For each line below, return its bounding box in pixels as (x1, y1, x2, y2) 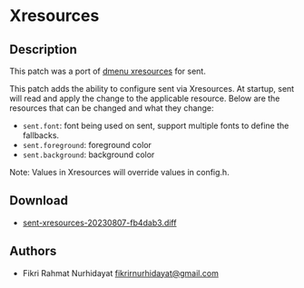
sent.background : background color (22, 149, 155, 160)
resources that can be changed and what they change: (9, 103, 215, 114)
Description (9, 42, 77, 57)
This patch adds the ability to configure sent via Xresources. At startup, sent (9, 84, 295, 94)
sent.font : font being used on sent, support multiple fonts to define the (22, 120, 289, 131)
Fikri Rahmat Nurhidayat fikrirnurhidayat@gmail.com (22, 267, 220, 278)
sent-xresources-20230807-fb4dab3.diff (22, 217, 177, 228)
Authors (9, 243, 57, 259)
